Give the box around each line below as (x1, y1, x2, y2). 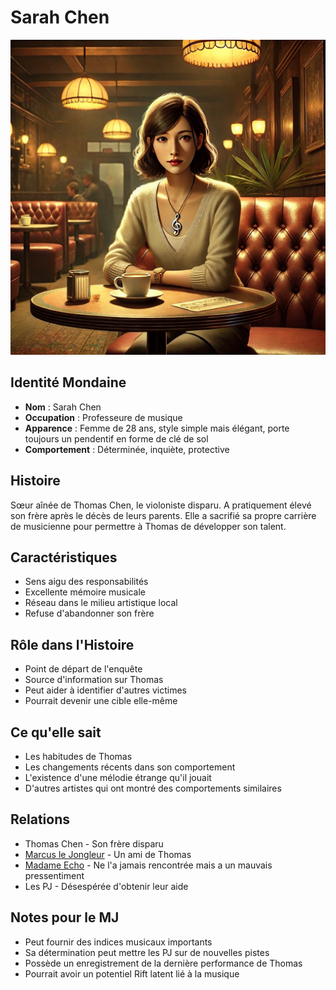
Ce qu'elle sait (10, 724, 102, 741)
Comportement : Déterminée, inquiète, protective (24, 443, 230, 455)
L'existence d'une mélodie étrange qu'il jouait (24, 772, 212, 783)
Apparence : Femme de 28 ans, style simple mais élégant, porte (24, 422, 290, 434)
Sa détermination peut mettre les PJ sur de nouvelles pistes (24, 946, 270, 958)
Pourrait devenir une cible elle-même (24, 695, 178, 707)
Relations (10, 811, 71, 828)
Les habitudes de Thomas (24, 751, 133, 762)
